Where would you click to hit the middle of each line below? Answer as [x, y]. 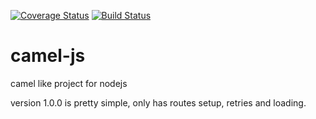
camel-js [48, 56]
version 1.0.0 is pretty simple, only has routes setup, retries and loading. [158, 102]
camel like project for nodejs [69, 83]
